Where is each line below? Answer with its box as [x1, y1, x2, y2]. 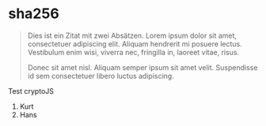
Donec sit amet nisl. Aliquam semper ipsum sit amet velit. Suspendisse [27, 62, 258, 72]
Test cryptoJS [8, 86, 54, 95]
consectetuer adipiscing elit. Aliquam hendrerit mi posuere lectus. [27, 39, 243, 48]
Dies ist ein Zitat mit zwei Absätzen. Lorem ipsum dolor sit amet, [27, 31, 237, 40]
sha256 [8, 5, 59, 23]
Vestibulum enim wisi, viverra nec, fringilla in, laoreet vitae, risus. [27, 47, 240, 57]
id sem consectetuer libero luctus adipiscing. [27, 71, 174, 80]
